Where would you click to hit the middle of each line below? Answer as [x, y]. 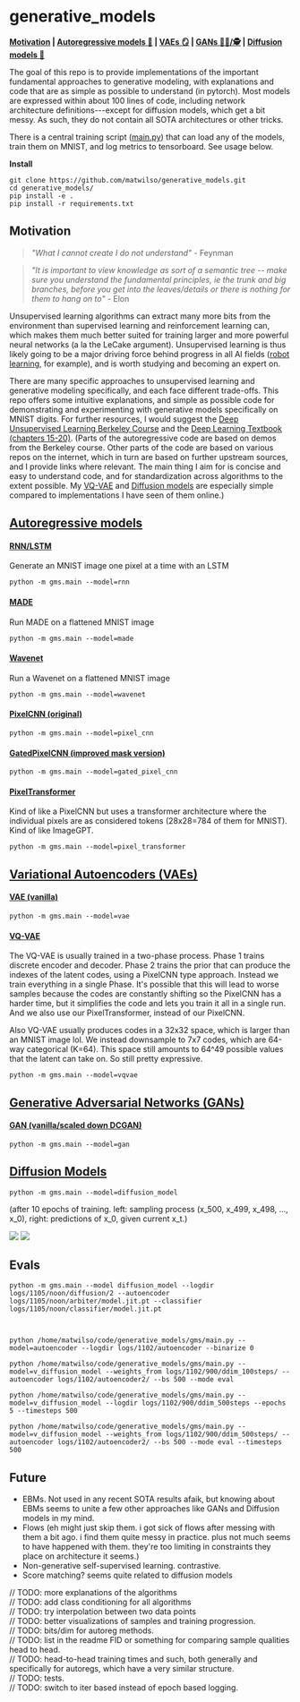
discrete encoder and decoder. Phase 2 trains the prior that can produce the [150, 965]
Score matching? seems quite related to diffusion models [127, 1575]
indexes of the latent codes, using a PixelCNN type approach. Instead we [144, 975]
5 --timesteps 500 [43, 1411]
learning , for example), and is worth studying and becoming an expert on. [145, 363]
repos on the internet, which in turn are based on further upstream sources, [149, 457]
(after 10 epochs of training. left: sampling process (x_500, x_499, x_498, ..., [149, 1209]
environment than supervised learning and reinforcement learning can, [140, 325]
